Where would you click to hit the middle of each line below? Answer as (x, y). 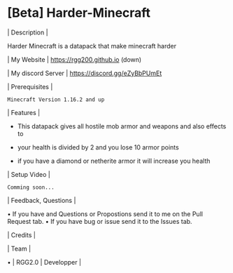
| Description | (28, 32)
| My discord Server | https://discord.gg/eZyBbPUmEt (85, 73)
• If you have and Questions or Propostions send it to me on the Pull (105, 214)
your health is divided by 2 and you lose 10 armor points (98, 147)
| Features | (24, 112)
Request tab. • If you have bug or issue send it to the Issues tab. (100, 221)
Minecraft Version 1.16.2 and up (56, 100)
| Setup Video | (29, 174)
